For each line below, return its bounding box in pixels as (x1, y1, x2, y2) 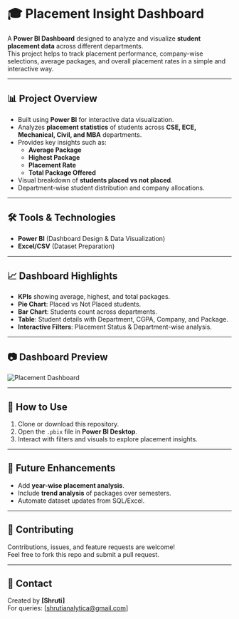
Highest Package (28, 153, 80, 161)
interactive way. (7, 64, 54, 73)
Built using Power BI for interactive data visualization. (17, 115, 174, 123)
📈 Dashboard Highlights (7, 270, 118, 282)
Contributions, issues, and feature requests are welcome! (7, 543, 176, 551)
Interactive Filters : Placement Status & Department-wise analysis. (17, 322, 212, 332)
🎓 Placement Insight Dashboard (7, 6, 204, 22)
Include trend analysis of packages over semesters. (17, 488, 172, 497)
